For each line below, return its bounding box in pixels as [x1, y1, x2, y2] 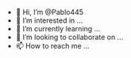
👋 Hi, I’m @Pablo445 [15, 8, 84, 16]
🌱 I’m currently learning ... [15, 24, 101, 33]
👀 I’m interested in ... [15, 16, 83, 25]
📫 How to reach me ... [15, 42, 90, 50]
